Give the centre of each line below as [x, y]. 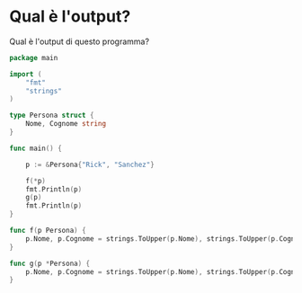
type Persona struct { [52, 115]
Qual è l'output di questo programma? [80, 41]
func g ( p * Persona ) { [50, 263]
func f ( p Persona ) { [48, 231]
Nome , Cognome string [66, 124]
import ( [26, 74]
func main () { [36, 148]
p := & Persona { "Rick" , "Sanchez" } [90, 164]
